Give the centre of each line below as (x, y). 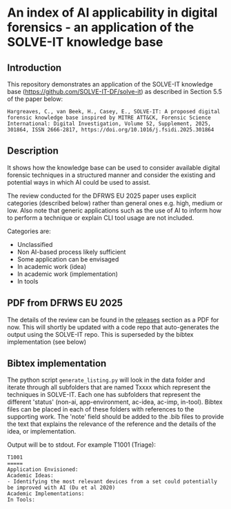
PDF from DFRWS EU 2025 (65, 303)
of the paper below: (35, 99)
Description (33, 151)
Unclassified (35, 244)
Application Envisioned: (43, 470)
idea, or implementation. (42, 432)
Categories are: (29, 231)
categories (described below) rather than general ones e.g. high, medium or (115, 203)
